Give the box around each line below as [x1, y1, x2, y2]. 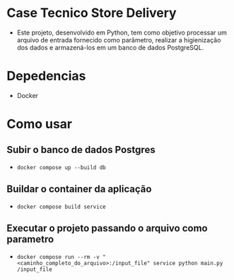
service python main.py [153, 260, 223, 267]
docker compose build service [16, 203, 107, 210]
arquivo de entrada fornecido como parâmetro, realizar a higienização [16, 35, 221, 44]
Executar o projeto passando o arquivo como [6, 222, 208, 234]
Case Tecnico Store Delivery [6, 5, 177, 21]
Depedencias [6, 68, 86, 84]
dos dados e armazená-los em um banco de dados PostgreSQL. [16, 43, 204, 51]
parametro [6, 233, 54, 245]
